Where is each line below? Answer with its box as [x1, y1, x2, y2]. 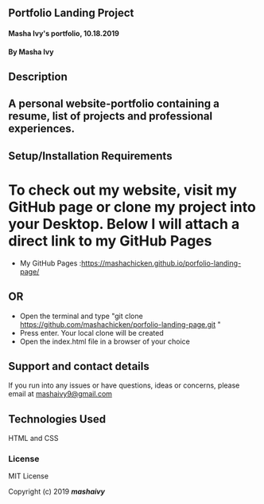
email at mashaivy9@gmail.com [8, 389, 113, 399]
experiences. [8, 122, 76, 136]
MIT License [8, 471, 49, 481]
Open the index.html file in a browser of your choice [19, 337, 191, 346]
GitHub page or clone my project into [8, 198, 256, 216]
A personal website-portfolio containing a [8, 97, 220, 111]
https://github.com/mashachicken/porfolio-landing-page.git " [19, 319, 221, 329]
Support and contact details [8, 359, 149, 373]
